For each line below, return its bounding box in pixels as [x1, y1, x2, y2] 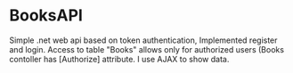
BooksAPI [9, 5, 83, 26]
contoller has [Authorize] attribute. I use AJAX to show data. [9, 53, 230, 64]
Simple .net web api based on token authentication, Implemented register [9, 35, 278, 45]
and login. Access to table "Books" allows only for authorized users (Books [9, 44, 285, 54]
